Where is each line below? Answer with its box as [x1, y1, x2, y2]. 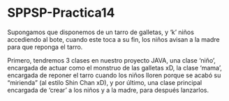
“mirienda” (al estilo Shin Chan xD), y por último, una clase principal [7, 78, 202, 86]
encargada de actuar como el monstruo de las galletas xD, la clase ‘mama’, [7, 63, 222, 72]
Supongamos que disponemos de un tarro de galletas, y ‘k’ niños [7, 28, 194, 36]
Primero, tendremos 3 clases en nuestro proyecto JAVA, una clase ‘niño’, [7, 56, 216, 64]
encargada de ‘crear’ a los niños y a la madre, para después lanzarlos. [7, 86, 209, 94]
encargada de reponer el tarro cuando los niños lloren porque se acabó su [7, 71, 221, 79]
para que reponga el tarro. [7, 42, 83, 51]
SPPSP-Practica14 [7, 5, 115, 21]
